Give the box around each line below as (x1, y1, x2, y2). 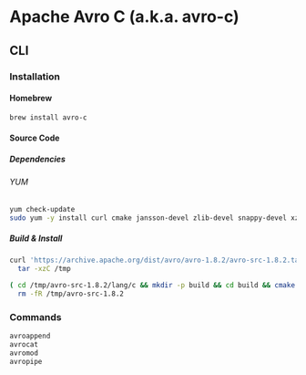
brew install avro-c (9, 112, 88, 122)
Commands (9, 310, 62, 323)
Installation (9, 70, 61, 83)
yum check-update (9, 204, 76, 214)
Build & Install (9, 233, 63, 244)
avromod (9, 349, 39, 358)
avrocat (9, 340, 39, 349)
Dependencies (9, 153, 66, 164)
